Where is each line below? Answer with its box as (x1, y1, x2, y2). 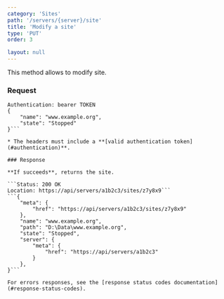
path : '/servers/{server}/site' (7, 17, 102, 24)
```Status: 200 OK (7, 181, 61, 188)
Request (7, 85, 37, 95)
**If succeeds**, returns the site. (7, 169, 114, 176)
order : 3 (7, 36, 33, 43)
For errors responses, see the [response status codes (7, 279, 171, 286)
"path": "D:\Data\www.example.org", (20, 224, 128, 231)
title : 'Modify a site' (7, 23, 77, 30)
